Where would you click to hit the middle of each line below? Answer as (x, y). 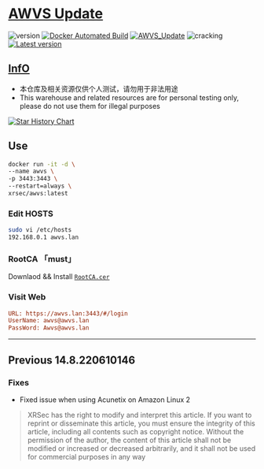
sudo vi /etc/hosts (40, 230)
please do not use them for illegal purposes (90, 106)
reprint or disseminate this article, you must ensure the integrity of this (141, 423)
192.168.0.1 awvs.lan (44, 237)
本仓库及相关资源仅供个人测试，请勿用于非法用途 (99, 88)
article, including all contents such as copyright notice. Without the (136, 431)
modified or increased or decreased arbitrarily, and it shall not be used (141, 448)
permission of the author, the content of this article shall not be (129, 440)
